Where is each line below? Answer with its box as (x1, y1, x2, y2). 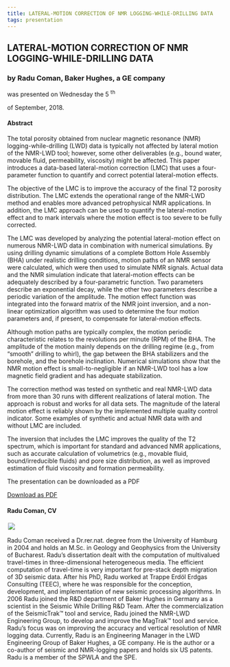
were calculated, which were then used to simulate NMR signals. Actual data (7, 263, 223, 272)
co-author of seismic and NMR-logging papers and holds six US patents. (7, 646, 213, 654)
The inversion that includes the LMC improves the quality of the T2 (7, 435, 196, 444)
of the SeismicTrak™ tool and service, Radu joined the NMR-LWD (7, 609, 190, 617)
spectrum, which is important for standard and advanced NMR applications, (7, 442, 222, 450)
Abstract (7, 119, 33, 127)
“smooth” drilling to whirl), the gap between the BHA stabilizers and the (7, 350, 209, 358)
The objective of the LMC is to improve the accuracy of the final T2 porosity (7, 184, 222, 193)
